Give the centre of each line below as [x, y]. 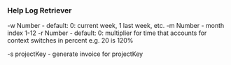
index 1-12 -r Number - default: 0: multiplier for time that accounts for [107, 33]
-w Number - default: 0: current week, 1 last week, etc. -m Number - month [116, 26]
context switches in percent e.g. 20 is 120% [70, 41]
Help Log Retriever [40, 10]
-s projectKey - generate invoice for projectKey [75, 54]
